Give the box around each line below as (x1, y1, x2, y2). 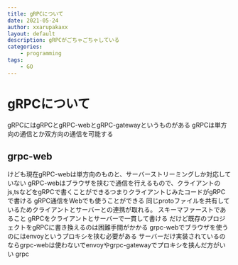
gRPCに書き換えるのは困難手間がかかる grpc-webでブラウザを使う (31, 223, 229, 232)
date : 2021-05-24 (7, 17, 59, 24)
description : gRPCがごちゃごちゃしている (7, 37, 120, 44)
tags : (7, 57, 23, 64)
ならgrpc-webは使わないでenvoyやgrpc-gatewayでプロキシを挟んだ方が (7, 241, 220, 249)
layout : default (7, 30, 55, 38)
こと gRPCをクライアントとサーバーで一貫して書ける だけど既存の (13, 214, 207, 223)
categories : (7, 43, 43, 50)
